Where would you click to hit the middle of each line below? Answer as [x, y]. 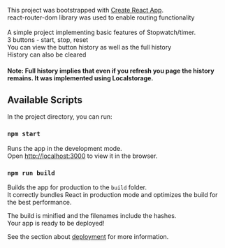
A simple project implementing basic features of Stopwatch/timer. [102, 32]
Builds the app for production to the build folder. [77, 187]
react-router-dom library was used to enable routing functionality [101, 17]
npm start [24, 134]
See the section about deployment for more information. [88, 236]
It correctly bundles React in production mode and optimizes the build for [112, 195]
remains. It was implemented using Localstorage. [80, 78]
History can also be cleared [47, 54]
